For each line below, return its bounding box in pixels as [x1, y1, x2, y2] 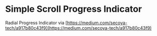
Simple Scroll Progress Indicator [5, 3, 142, 15]
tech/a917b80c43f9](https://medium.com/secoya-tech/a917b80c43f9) [5, 25, 152, 31]
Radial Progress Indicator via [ [5, 20, 68, 26]
